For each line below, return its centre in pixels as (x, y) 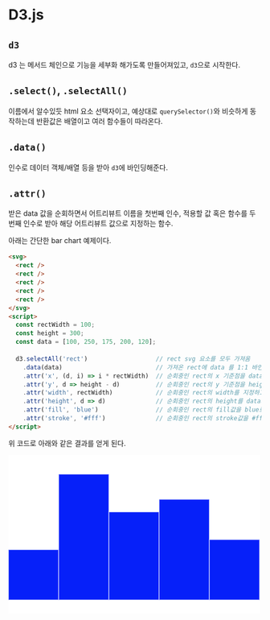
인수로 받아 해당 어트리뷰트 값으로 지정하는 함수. (98, 224)
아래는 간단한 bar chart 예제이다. (60, 241)
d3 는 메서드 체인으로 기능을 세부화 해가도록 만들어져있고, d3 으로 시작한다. (125, 65)
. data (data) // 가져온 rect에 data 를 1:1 (136, 367)
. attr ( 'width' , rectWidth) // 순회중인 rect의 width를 (131, 393)
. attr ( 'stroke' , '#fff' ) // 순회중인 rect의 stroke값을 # (139, 419)
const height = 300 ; (50, 333)
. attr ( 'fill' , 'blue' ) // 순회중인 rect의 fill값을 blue (141, 410)
